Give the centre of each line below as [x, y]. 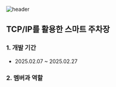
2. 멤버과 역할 [25, 77]
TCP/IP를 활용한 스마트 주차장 [58, 29]
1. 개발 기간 [21, 48]
